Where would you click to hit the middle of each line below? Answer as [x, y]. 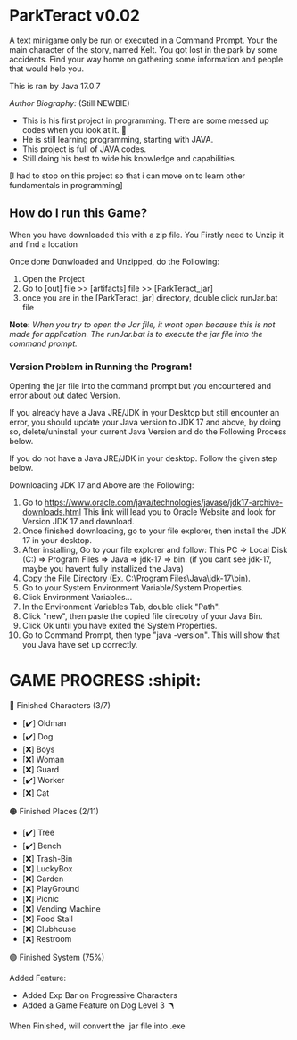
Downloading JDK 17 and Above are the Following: [102, 485]
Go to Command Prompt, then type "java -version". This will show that [151, 635]
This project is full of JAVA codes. [84, 149]
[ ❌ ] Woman [43, 759]
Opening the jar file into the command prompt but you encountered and [140, 386]
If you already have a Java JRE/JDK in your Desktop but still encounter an [144, 413]
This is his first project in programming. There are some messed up [145, 120]
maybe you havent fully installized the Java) [103, 569]
